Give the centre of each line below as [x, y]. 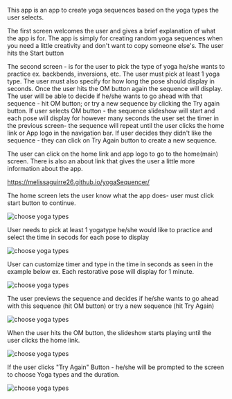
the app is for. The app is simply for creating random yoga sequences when [115, 38]
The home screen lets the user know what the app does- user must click [111, 195]
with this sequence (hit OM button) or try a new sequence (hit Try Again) [111, 306]
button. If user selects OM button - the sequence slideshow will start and [111, 111]
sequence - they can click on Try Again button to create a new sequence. [112, 140]
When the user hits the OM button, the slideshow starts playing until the [109, 333]
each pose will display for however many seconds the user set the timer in [113, 118]
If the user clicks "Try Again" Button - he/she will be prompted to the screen [116, 367]
